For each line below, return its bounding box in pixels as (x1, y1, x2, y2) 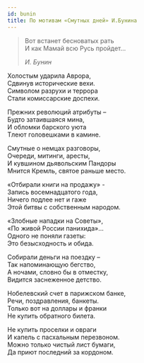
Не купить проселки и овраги (7, 325, 97, 333)
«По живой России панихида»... (7, 224, 104, 232)
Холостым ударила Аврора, (7, 71, 92, 80)
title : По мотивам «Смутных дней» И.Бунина (7, 17, 138, 24)
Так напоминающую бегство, (7, 260, 96, 269)
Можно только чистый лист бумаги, (7, 340, 116, 349)
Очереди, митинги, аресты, (7, 151, 90, 160)
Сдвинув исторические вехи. (7, 79, 95, 87)
